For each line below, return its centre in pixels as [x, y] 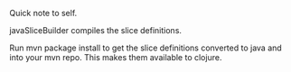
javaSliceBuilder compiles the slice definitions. [96, 30]
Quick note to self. [43, 13]
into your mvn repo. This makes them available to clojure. [116, 57]
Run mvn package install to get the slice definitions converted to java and [145, 48]
